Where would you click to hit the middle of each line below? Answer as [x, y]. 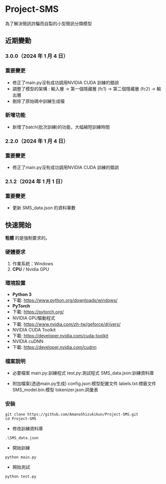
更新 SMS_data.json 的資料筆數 [44, 208]
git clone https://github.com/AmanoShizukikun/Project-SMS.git [72, 414]
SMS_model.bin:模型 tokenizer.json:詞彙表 [55, 390]
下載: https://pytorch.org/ [38, 312]
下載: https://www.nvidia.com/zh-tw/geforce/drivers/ [66, 324]
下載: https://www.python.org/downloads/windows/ [65, 300]
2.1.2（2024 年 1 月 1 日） [35, 181]
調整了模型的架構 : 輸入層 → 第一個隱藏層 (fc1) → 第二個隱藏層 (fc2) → [84, 88]
